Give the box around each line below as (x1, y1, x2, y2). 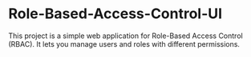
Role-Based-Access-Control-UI (8, 5, 223, 23)
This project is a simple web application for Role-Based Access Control (8, 31, 243, 40)
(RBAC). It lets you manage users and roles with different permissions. (8, 39, 241, 48)
